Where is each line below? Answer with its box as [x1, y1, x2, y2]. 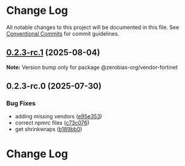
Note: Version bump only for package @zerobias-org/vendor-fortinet [6, 63, 178, 71]
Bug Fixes [6, 99, 36, 107]
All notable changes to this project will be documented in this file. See [6, 24, 180, 31]
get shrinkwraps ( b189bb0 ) [14, 126, 83, 133]
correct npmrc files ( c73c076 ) [14, 119, 90, 127]
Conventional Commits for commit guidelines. [6, 30, 119, 37]
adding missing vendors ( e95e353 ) [14, 113, 102, 120]
